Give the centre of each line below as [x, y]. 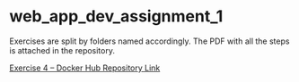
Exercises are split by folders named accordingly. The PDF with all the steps [149, 41]
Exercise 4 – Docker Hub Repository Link [85, 68]
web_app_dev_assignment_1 [116, 16]
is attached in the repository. [62, 50]
